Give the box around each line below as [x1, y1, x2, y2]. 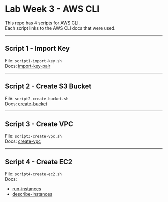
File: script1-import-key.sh [5, 57, 62, 63]
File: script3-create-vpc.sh [5, 133, 62, 139]
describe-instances [12, 191, 53, 197]
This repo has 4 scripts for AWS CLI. [5, 20, 80, 26]
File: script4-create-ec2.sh [5, 171, 62, 177]
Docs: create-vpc [5, 138, 41, 144]
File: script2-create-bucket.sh [5, 95, 69, 101]
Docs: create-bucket [5, 101, 48, 107]
